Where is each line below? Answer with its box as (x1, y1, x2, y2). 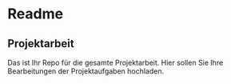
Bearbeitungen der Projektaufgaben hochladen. (7, 66, 165, 76)
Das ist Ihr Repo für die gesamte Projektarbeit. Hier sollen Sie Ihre (7, 58, 224, 67)
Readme (7, 5, 64, 23)
